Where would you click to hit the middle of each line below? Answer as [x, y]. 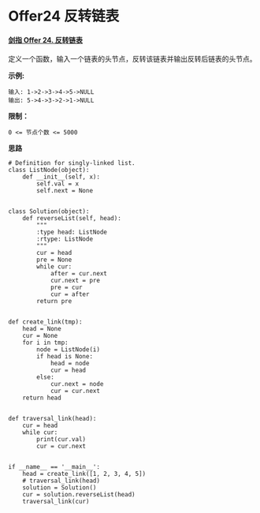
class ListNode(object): [49, 170]
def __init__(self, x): [61, 177]
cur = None [40, 336]
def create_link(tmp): [45, 322]
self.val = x [58, 184]
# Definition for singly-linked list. [72, 163]
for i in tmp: [45, 343]
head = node [70, 364]
